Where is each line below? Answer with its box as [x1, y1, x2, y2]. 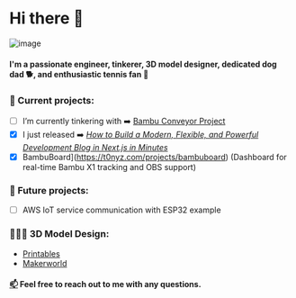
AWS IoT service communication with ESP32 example [22, 204, 222, 215]
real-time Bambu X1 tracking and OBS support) [22, 161, 196, 172]
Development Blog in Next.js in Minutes [22, 141, 168, 152]
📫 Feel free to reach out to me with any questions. [9, 279, 202, 290]
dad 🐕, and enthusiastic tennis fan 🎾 [9, 68, 149, 79]
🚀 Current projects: [9, 95, 94, 107]
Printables [22, 248, 60, 259]
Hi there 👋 [9, 8, 84, 29]
